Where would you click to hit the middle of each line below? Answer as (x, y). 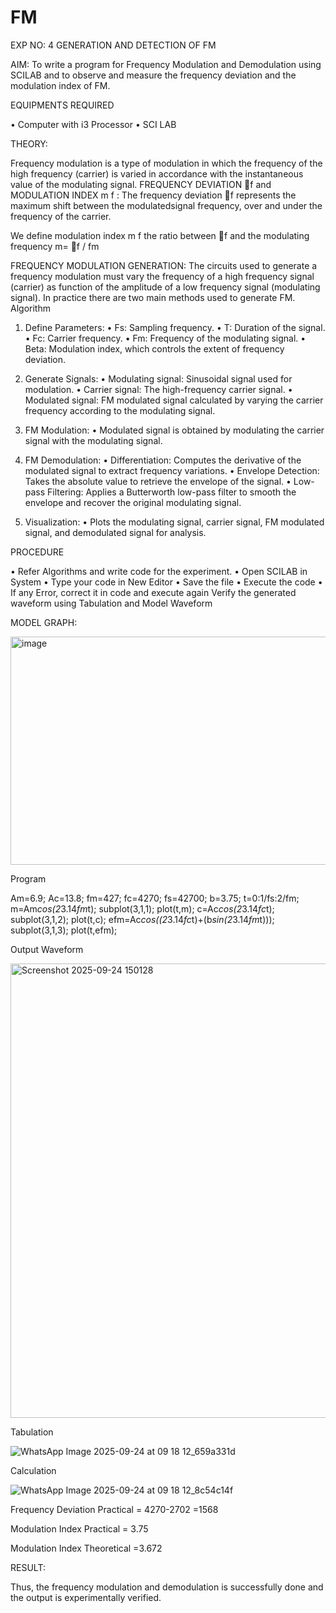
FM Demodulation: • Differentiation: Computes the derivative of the (163, 460)
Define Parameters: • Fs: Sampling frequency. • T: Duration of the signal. (175, 327)
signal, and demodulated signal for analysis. (115, 532)
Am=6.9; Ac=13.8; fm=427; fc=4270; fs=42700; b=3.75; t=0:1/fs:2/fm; (155, 898)
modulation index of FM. (60, 85)
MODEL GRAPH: (44, 622)
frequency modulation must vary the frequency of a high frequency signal (162, 276)
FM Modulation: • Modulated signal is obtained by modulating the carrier (174, 430)
